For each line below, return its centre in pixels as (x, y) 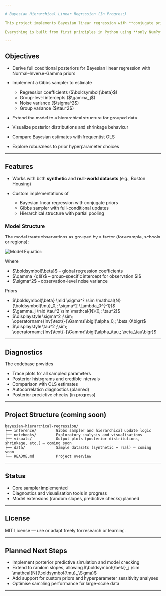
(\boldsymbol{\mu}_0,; (35, 306)
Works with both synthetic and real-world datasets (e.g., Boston (79, 179)
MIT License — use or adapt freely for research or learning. (65, 530)
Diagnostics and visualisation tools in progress (60, 493)
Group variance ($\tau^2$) (47, 108)
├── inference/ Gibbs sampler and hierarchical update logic (78, 430)
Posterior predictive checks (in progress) (54, 395)
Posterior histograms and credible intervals (56, 379)
